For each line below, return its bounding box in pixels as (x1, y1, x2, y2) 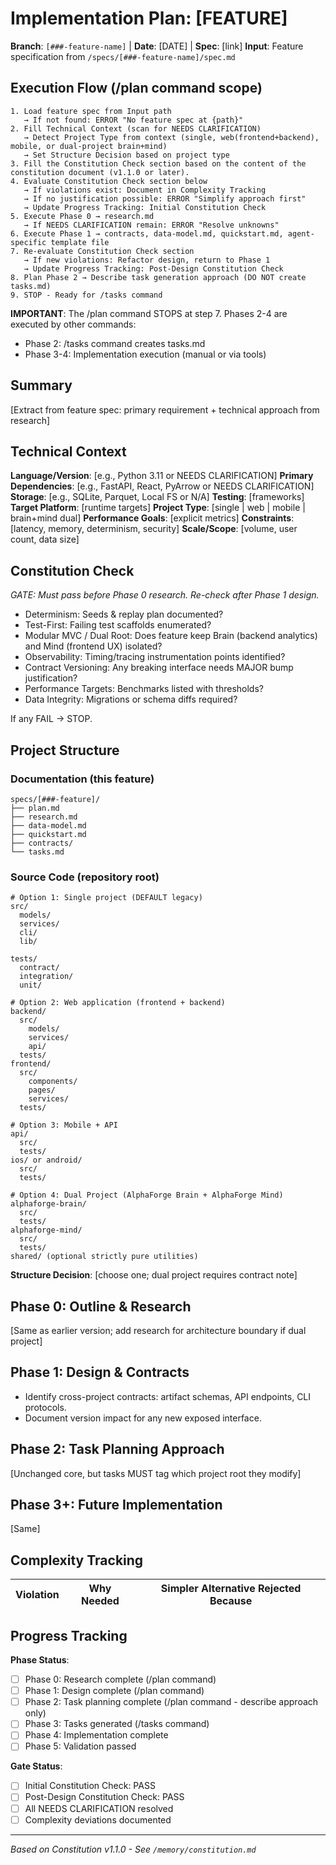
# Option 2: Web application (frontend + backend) (10, 998, 226, 1008)
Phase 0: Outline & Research (10, 1298, 192, 1315)
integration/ (19, 972, 74, 982)
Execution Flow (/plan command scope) (10, 80, 263, 97)
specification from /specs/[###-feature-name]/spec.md (10, 50, 236, 62)
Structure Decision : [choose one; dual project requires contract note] (10, 1269, 298, 1281)
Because (209, 1594, 253, 1608)
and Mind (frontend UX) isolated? (24, 640, 163, 652)
